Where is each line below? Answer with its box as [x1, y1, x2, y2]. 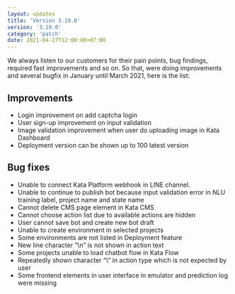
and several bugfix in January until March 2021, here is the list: [7, 72, 190, 80]
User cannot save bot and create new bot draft [17, 218, 154, 227]
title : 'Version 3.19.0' [7, 17, 81, 24]
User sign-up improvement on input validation [17, 118, 152, 126]
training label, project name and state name [17, 195, 144, 204]
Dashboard [17, 133, 51, 142]
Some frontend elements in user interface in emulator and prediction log [17, 271, 229, 279]
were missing [17, 278, 57, 287]
